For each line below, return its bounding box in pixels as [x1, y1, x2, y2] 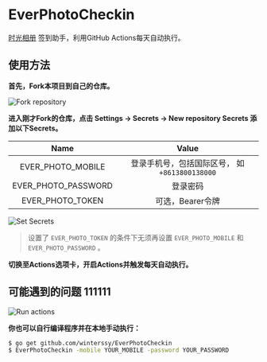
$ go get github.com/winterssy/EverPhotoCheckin [8, 339, 172, 347]
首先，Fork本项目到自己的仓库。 [8, 81, 114, 91]
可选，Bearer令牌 [154, 195, 221, 206]
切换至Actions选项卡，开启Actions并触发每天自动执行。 [8, 259, 193, 269]
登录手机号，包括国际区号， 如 [130, 158, 245, 169]
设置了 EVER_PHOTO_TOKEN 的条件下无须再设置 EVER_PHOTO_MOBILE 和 [27, 232, 244, 242]
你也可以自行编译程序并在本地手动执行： [8, 323, 141, 333]
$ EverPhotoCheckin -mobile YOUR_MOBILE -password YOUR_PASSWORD [8, 346, 229, 355]
